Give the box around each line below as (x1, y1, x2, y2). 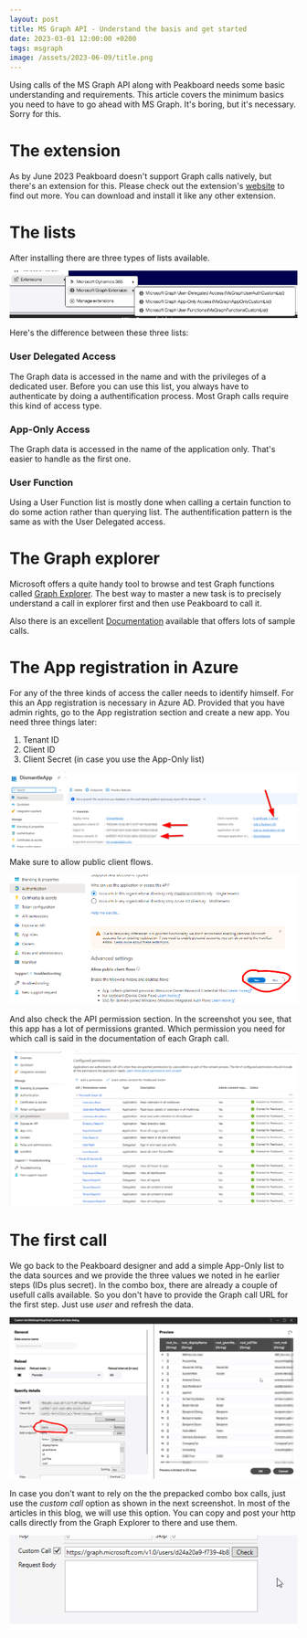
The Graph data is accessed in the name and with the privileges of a (9, 371, 267, 382)
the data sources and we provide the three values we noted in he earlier (9, 1270, 281, 1281)
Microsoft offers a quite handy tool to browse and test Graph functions (9, 578, 275, 589)
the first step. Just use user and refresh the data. (9, 1299, 194, 1310)
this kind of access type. (9, 400, 102, 411)
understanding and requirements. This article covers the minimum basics (9, 90, 285, 100)
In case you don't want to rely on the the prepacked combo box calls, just (9, 1488, 286, 1499)
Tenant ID (22, 734, 59, 745)
